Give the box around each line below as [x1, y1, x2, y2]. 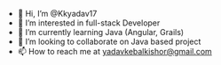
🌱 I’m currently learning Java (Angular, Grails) [17, 27, 185, 37]
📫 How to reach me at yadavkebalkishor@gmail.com [17, 47, 213, 56]
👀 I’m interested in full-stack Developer [17, 18, 161, 28]
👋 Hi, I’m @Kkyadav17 [17, 9, 98, 18]
